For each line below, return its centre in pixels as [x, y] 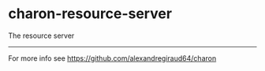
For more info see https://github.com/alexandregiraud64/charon [112, 58]
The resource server [41, 35]
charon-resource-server [90, 14]
